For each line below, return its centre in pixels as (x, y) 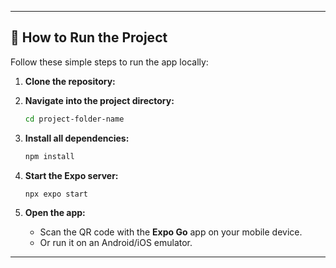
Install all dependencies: (77, 138)
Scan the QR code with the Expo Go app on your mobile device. (171, 232)
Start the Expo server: (71, 175)
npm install (49, 156)
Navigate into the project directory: (99, 100)
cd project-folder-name (74, 119)
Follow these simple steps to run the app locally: (109, 62)
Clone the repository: (70, 81)
